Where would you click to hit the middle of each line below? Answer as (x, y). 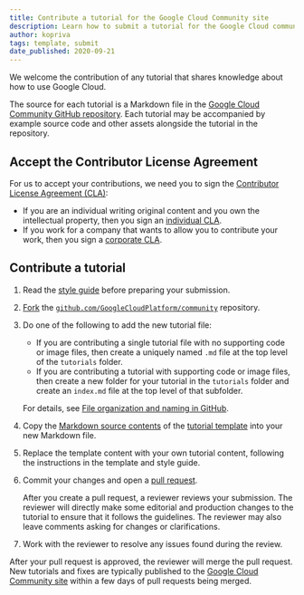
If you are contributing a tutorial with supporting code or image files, (163, 371)
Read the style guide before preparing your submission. (126, 290)
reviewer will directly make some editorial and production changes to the (158, 507)
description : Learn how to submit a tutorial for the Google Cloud (139, 26)
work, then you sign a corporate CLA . (92, 239)
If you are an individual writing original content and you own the (141, 210)
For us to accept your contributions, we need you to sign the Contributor (144, 183)
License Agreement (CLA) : (59, 193)
